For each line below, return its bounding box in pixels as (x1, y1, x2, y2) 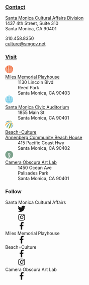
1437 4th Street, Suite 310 (5, 20, 59, 26)
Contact (5, 4, 26, 11)
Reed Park (18, 84, 39, 90)
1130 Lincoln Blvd (18, 79, 54, 85)
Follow (5, 188, 22, 195)
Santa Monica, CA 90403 (18, 90, 70, 96)
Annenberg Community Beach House (5, 134, 82, 140)
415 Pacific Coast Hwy (18, 140, 64, 146)
